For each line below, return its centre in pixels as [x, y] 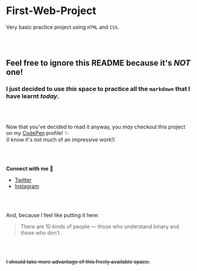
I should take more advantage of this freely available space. [78, 262]
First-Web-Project [51, 11]
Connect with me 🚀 [30, 168]
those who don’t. [41, 232]
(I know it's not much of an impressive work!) [61, 140]
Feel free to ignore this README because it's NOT [98, 63]
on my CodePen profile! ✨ [38, 133]
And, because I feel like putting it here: [53, 215]
